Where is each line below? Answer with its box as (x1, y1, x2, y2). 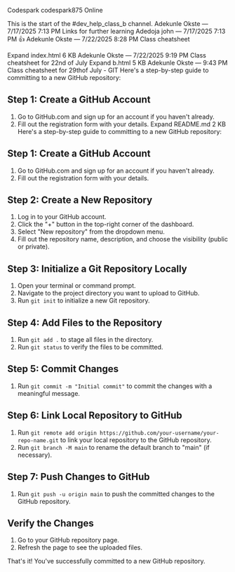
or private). (17, 242, 51, 251)
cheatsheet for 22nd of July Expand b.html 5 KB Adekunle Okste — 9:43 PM (7, 59, 228, 67)
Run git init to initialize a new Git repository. (17, 296, 150, 305)
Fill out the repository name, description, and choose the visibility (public (17, 235, 228, 244)
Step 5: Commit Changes (7, 363, 119, 375)
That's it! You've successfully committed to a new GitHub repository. (7, 557, 206, 566)
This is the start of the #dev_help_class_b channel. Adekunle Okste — (7, 20, 208, 27)
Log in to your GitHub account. (17, 213, 107, 221)
